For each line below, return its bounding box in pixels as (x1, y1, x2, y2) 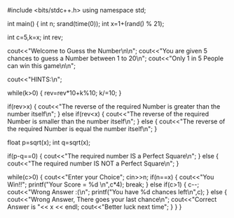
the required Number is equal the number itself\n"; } (7, 125, 158, 132)
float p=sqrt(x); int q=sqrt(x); (7, 138, 91, 147)
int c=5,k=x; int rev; (7, 33, 63, 41)
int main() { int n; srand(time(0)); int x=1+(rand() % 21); (7, 20, 165, 27)
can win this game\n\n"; (7, 62, 76, 69)
